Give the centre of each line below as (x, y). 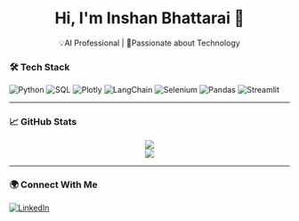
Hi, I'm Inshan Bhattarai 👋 (149, 18)
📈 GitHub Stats (43, 122)
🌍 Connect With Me (53, 184)
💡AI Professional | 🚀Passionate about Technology (149, 43)
